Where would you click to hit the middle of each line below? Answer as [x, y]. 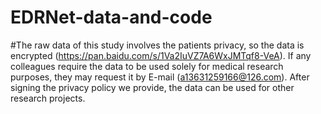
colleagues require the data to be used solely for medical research [147, 66]
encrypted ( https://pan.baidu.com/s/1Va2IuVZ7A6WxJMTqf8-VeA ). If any [161, 55]
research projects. [48, 98]
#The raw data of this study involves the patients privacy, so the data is [157, 45]
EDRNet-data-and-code [111, 17]
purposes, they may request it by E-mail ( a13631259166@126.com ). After [160, 77]
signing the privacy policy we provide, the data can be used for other [152, 87]
